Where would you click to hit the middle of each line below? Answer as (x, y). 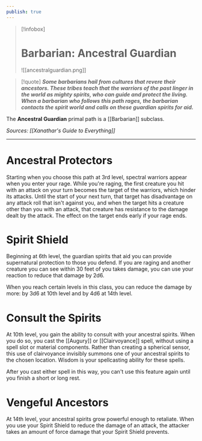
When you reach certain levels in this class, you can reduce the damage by (99, 287)
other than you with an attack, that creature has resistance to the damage (97, 209)
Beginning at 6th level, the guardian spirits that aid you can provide (89, 256)
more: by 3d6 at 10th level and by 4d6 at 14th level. (69, 294)
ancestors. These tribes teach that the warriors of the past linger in (107, 88)
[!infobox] (33, 29)
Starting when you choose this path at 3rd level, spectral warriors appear (97, 177)
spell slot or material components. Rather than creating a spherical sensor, (98, 347)
